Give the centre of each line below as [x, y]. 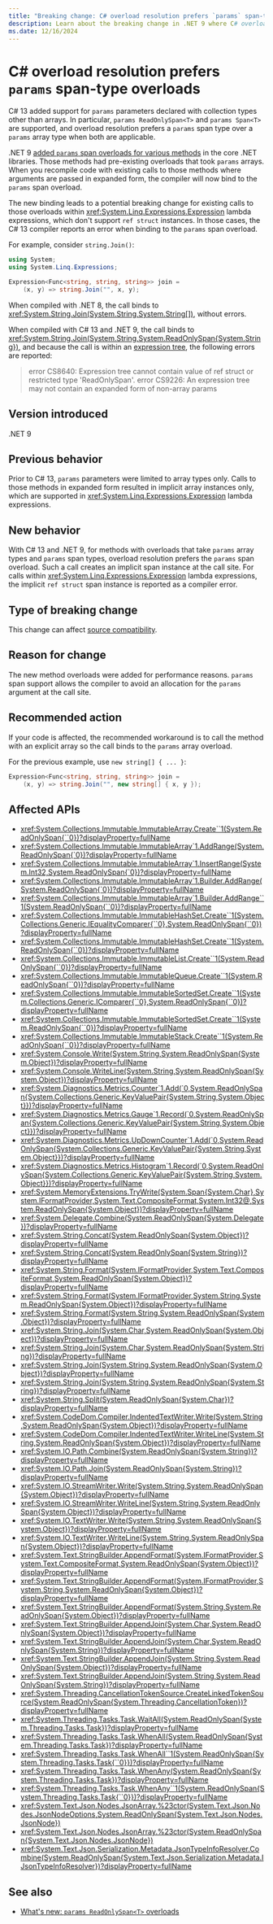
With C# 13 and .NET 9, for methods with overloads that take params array [131, 550]
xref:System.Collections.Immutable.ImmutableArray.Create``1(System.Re [141, 829]
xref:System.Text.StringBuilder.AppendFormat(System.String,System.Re [141, 1607]
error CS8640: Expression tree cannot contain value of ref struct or [141, 371]
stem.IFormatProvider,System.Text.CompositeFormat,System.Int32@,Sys [142, 1201]
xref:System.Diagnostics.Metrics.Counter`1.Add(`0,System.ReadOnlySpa [141, 1089]
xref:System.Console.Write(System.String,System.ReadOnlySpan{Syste [140, 1054]
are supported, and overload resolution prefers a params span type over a [131, 129]
